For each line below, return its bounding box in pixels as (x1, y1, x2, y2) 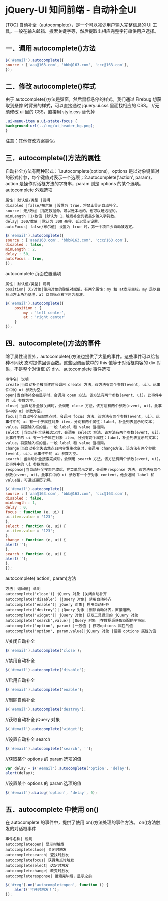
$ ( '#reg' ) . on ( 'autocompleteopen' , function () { (5, 883, 109, 888)
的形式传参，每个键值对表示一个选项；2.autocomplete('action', (5, 174, 134, 180)
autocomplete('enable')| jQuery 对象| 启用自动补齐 (5, 602, 109, 607)
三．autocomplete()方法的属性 (5, 154, 101, 162)
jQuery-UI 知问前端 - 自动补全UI (5, 4, 136, 16)
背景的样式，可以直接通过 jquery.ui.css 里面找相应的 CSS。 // (28, 103, 155, 109)
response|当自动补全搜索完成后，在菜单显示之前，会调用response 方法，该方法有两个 (5, 467, 161, 472)
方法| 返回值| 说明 (5, 586, 41, 591)
